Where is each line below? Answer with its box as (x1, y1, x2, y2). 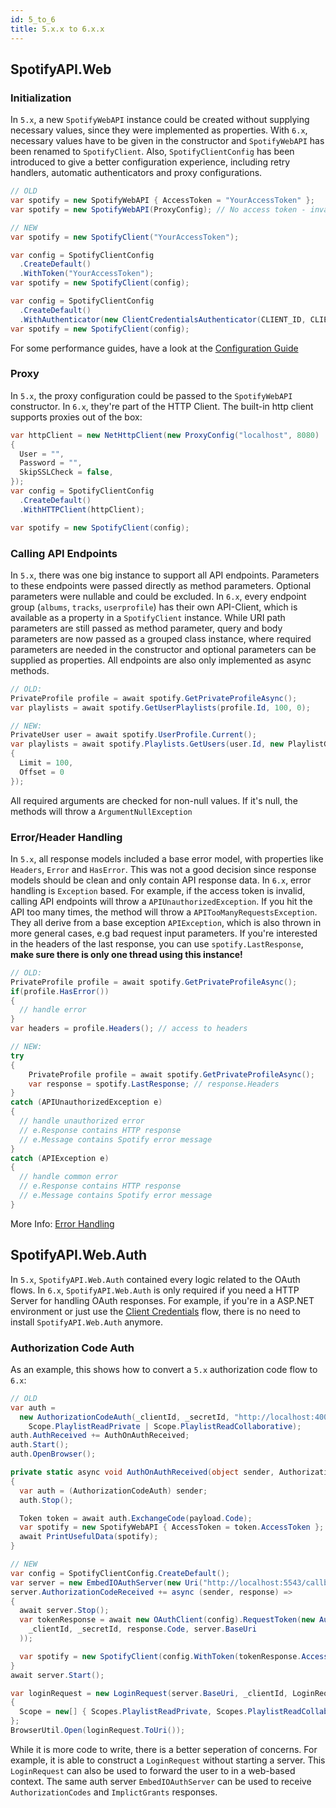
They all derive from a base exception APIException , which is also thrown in (10, 916, 322, 928)
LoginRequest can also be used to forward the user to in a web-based (10, 1764, 296, 1776)
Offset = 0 (19, 767, 65, 777)
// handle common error (19, 1172, 118, 1182)
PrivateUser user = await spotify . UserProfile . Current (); (10, 730, 257, 740)
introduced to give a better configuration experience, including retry (10, 156, 291, 168)
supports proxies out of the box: (10, 411, 143, 423)
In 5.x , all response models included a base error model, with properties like (10, 852, 324, 865)
